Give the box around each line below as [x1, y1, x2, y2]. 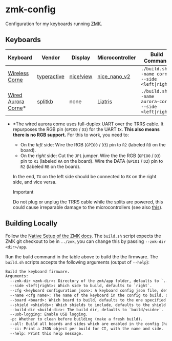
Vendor [41, 54, 60, 61]
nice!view [69, 73, 93, 80]
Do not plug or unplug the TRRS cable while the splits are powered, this [12, 199, 163, 205]
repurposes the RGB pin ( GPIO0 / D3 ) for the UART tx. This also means [12, 126, 160, 132]
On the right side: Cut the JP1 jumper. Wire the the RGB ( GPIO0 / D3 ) [20, 153, 161, 159]
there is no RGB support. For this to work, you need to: [12, 131, 129, 138]
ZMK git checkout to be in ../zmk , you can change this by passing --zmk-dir [5, 238, 166, 244]
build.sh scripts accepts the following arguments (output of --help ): [5, 259, 150, 265]
